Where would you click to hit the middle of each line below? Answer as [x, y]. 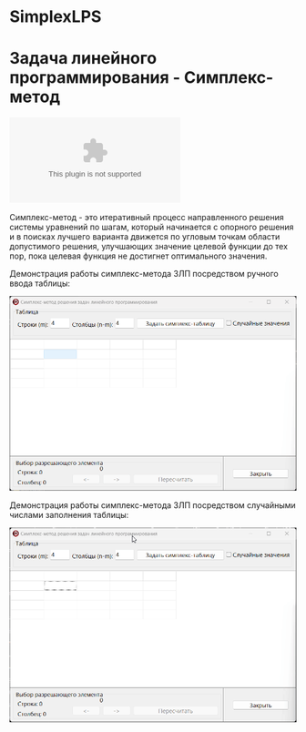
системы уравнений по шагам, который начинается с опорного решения [152, 227]
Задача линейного [83, 59]
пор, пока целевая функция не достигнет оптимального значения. [138, 256]
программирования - [95, 78]
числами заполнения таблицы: [69, 515]
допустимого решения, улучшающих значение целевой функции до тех [149, 247]
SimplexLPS [56, 17]
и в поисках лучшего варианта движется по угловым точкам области [145, 237]
